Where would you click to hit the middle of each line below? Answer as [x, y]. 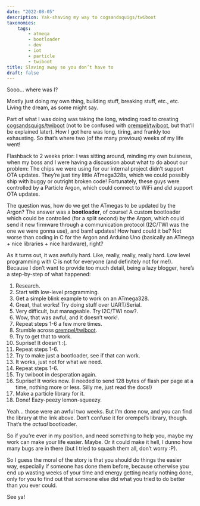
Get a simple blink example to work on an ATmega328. [82, 298]
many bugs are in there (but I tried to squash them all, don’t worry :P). [92, 449]
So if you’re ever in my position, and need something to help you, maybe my [100, 436]
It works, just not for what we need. [59, 362]
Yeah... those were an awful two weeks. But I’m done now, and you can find [99, 412]
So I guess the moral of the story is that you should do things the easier [94, 460]
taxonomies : [21, 23]
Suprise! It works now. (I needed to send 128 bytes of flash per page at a [104, 381]
